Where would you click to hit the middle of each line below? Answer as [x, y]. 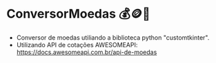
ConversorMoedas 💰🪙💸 [79, 14]
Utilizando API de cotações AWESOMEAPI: [77, 45]
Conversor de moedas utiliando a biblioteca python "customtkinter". [113, 37]
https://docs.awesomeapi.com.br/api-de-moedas [87, 52]
